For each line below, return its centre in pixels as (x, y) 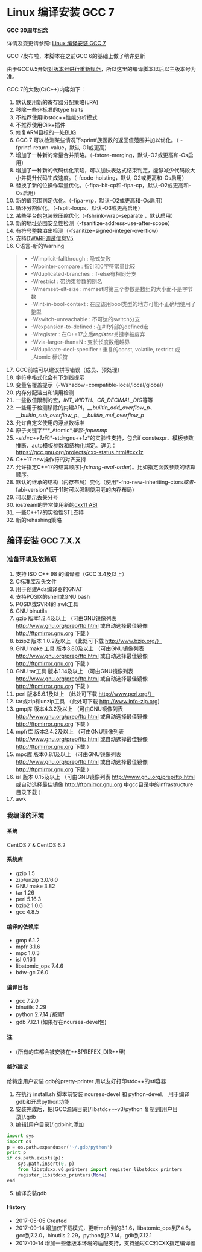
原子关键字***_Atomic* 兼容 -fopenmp (62, 430)
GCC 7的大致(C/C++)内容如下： (46, 89)
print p (17, 1153)
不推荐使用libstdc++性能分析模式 (57, 117)
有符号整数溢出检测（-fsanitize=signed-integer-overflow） (88, 230)
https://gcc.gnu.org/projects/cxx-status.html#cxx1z (79, 452)
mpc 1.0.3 (27, 953)
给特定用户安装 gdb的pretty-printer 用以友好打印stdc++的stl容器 (87, 1081)
